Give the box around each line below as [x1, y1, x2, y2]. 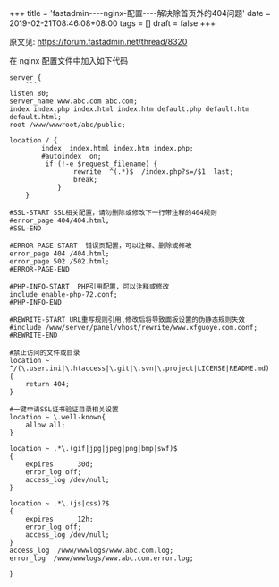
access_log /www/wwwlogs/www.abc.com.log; [9, 546, 174, 555]
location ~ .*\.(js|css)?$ [9, 499, 110, 508]
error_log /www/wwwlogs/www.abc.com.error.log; [9, 554, 194, 563]
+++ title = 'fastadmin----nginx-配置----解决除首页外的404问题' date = [9, 8, 271, 18]
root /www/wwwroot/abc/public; [9, 120, 126, 129]
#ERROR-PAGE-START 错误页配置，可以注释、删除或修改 [9, 241, 192, 250]
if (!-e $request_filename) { [45, 160, 158, 168]
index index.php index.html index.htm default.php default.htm [9, 105, 250, 114]
